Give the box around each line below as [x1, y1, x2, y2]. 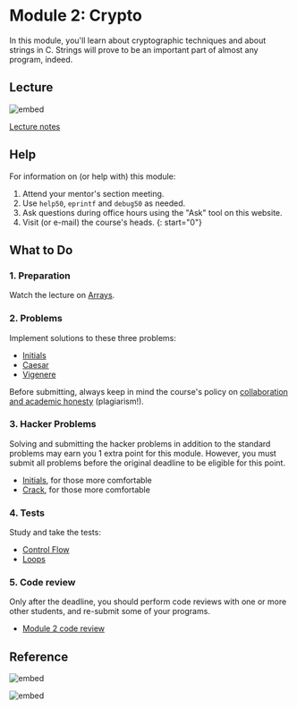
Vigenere [21, 369, 56, 380]
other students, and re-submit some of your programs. [9, 606, 210, 617]
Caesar [21, 359, 49, 370]
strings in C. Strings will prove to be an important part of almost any [9, 44, 259, 55]
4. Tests [9, 507, 45, 519]
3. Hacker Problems [9, 418, 97, 431]
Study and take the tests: [9, 527, 101, 538]
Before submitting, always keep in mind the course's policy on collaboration [9, 386, 289, 397]
